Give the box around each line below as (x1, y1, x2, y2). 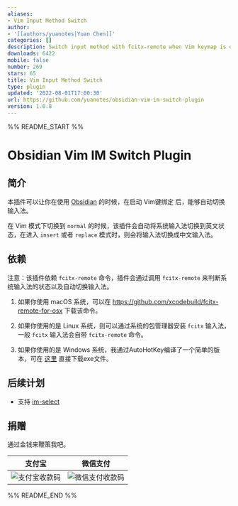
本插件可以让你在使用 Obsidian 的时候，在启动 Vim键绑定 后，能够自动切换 (7, 197, 225, 206)
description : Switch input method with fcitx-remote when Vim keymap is (7, 43, 227, 50)
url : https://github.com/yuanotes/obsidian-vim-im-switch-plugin (7, 97, 204, 104)
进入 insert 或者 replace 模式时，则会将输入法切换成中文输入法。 (25, 230, 217, 239)
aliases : (7, 10, 33, 18)
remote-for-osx (17, 306, 63, 315)
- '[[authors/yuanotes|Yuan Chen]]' (7, 30, 115, 38)
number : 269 (7, 63, 42, 70)
